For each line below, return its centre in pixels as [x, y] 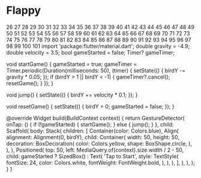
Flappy [23, 10]
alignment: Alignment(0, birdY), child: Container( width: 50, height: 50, [93, 137]
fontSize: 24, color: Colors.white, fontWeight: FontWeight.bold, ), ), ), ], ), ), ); [100, 162]
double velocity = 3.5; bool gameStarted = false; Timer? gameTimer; [91, 52]
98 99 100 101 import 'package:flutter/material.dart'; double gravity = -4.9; [98, 46]
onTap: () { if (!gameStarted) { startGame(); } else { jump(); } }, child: [90, 124]
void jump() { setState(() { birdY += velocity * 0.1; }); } [72, 95]
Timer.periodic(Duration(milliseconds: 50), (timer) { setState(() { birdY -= [96, 70]
